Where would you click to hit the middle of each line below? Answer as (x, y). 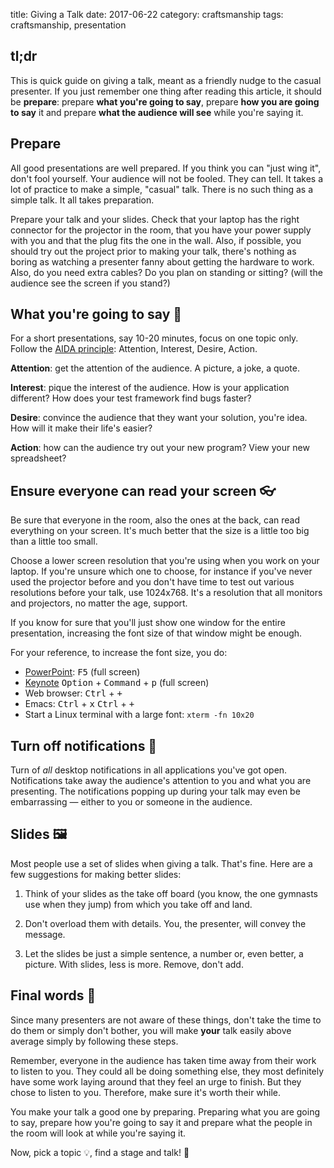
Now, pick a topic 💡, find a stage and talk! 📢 (100, 1152)
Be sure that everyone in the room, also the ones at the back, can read (155, 520)
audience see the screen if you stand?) (90, 283)
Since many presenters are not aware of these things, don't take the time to (166, 1020)
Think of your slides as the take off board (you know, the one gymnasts (171, 893)
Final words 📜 (53, 995)
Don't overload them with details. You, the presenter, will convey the (165, 923)
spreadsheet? (38, 458)
